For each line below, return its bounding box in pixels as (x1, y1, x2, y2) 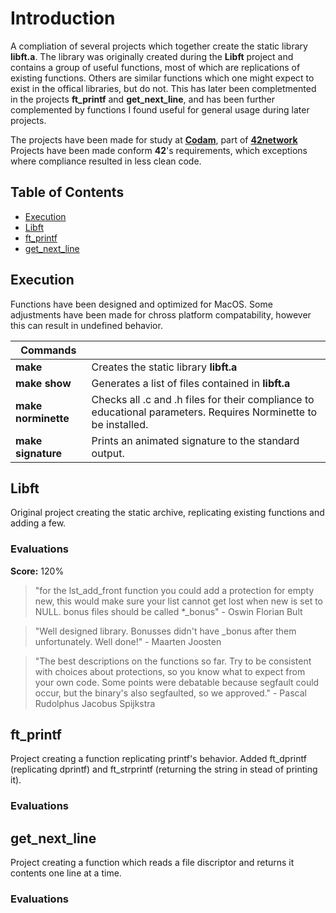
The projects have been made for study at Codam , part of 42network (10, 133, 298, 146)
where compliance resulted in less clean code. (10, 155, 202, 167)
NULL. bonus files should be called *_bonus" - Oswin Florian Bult (34, 605, 303, 617)
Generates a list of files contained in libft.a (91, 376, 291, 390)
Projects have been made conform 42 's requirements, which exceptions (10, 144, 308, 156)
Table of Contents (10, 184, 125, 201)
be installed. (91, 417, 149, 431)
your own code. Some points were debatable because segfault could (34, 676, 320, 688)
